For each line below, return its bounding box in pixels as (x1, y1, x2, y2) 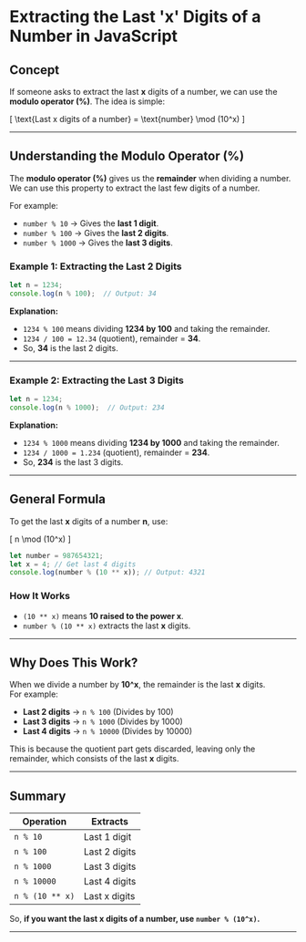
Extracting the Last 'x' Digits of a (9, 6, 261, 27)
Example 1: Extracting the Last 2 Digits (9, 260, 182, 273)
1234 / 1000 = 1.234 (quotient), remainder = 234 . (22, 447, 210, 458)
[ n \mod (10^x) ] (9, 533, 71, 544)
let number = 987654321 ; (9, 551, 104, 560)
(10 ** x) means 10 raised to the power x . (22, 610, 184, 621)
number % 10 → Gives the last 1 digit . (22, 217, 159, 229)
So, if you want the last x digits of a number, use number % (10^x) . (9, 914, 260, 925)
